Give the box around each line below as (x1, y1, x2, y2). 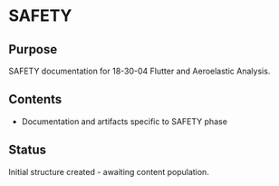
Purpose (8, 42, 58, 57)
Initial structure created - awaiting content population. (8, 166, 209, 177)
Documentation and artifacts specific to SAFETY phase (21, 115, 228, 127)
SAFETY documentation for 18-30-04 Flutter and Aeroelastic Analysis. (8, 65, 271, 76)
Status (8, 142, 47, 158)
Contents (8, 92, 63, 107)
